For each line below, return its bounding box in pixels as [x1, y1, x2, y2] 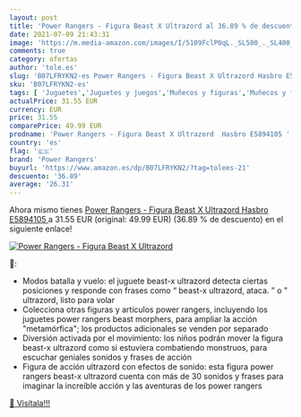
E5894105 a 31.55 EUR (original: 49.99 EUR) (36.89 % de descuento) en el [9, 214, 284, 225]
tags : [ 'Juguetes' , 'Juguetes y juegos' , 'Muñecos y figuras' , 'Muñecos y [9, 88, 287, 97]
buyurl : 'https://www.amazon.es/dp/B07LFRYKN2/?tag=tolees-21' [9, 163, 251, 172]
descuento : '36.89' [9, 171, 82, 180]
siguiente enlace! [9, 223, 73, 234]
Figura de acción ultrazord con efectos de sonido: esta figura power [21, 361, 274, 372]
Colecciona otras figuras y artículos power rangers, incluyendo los [21, 304, 269, 315]
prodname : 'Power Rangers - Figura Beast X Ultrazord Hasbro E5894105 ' [9, 130, 291, 139]
